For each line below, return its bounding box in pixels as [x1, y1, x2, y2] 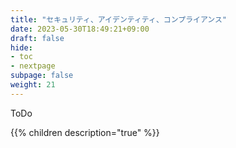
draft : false [10, 33, 65, 43]
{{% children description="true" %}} [10, 126, 160, 138]
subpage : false [10, 71, 74, 81]
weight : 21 [10, 80, 56, 90]
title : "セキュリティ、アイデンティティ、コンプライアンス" [10, 14, 228, 25]
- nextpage [10, 61, 56, 71]
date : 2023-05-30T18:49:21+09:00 [10, 24, 150, 34]
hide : [10, 42, 33, 53]
